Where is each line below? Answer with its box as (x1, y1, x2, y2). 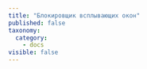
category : (15, 33, 48, 42)
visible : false (8, 48, 59, 56)
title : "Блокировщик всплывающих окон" (8, 11, 141, 20)
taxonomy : (8, 26, 41, 34)
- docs (22, 41, 44, 49)
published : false (8, 19, 66, 27)
